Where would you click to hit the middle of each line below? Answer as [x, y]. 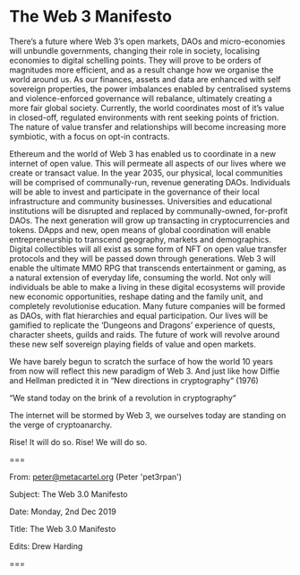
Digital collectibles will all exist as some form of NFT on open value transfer [148, 249]
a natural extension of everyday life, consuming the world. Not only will [140, 277]
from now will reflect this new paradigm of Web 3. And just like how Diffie [145, 371]
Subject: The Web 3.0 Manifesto [69, 493]
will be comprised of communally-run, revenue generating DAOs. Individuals [150, 182]
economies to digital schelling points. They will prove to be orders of [135, 60]
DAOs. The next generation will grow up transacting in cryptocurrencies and [150, 220]
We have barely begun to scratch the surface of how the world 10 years [141, 361]
